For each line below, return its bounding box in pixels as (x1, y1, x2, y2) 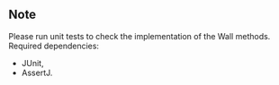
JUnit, (21, 57, 44, 68)
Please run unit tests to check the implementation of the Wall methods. (8, 30, 271, 41)
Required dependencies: (8, 40, 100, 51)
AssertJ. (21, 67, 53, 78)
